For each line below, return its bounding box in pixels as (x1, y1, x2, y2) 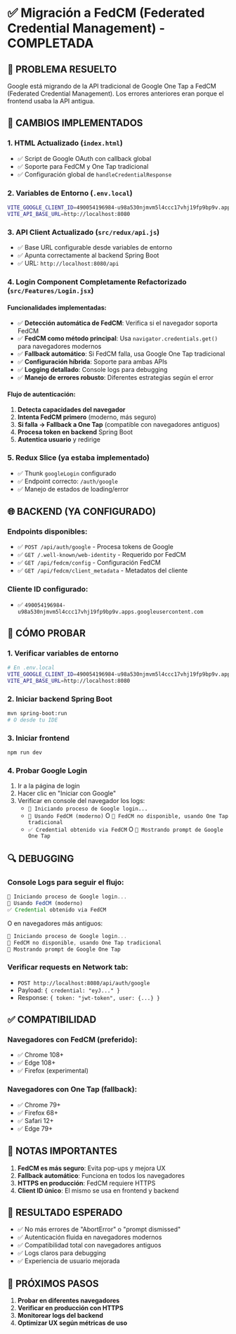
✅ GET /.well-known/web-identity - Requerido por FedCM (17, 551, 186, 559)
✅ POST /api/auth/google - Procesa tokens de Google (17, 543, 173, 551)
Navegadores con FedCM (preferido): (7, 1035, 138, 1045)
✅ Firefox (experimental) (17, 1067, 89, 1075)
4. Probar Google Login (7, 766, 88, 776)
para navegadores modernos (17, 342, 102, 351)
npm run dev (7, 749, 42, 757)
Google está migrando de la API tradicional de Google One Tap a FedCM (7, 82, 216, 90)
